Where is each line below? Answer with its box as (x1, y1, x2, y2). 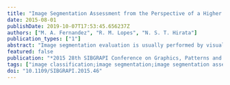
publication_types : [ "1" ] (7, 36, 81, 42)
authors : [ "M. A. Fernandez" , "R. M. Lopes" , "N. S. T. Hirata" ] (7, 29, 197, 36)
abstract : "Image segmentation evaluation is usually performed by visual (7, 42, 225, 49)
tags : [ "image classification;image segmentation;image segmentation (7, 61, 210, 68)
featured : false (7, 49, 53, 56)
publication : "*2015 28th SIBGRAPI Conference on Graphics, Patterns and (7, 55, 222, 62)
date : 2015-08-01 (7, 16, 57, 23)
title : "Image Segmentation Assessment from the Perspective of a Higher (7, 10, 222, 17)
